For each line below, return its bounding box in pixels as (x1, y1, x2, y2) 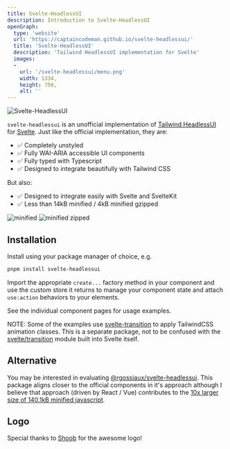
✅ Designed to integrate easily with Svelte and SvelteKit (17, 192, 177, 200)
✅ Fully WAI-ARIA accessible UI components (17, 149, 145, 157)
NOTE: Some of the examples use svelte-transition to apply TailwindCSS (7, 320, 214, 328)
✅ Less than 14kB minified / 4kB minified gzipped (17, 199, 159, 209)
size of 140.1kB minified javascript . (7, 395, 105, 404)
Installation (7, 234, 57, 245)
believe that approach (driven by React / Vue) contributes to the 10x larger (7, 388, 219, 396)
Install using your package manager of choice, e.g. (7, 252, 152, 261)
